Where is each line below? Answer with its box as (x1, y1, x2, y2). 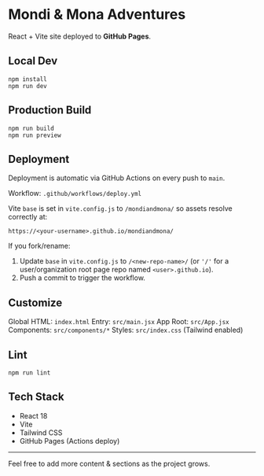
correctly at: (8, 212, 48, 222)
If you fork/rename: (8, 242, 71, 251)
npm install (8, 75, 47, 83)
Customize (8, 296, 63, 309)
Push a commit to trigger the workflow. (19, 273, 145, 282)
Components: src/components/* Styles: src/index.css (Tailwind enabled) (8, 325, 244, 335)
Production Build (8, 104, 92, 117)
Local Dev (8, 54, 58, 68)
